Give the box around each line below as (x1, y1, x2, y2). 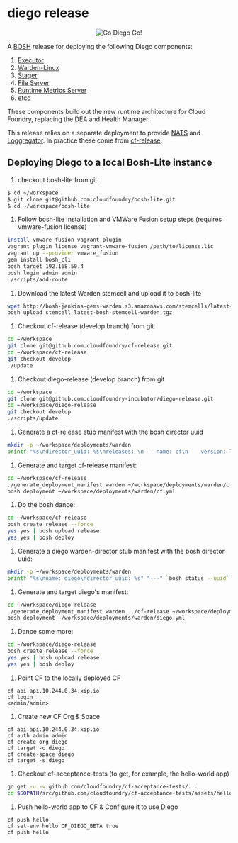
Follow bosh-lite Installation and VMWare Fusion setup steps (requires (17, 215, 222, 224)
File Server (17, 78, 50, 86)
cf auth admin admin (7, 732, 69, 739)
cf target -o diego (7, 744, 65, 752)
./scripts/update (7, 415, 59, 423)
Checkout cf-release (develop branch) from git (17, 322, 154, 330)
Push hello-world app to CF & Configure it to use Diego (17, 803, 178, 811)
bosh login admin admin (7, 269, 78, 277)
